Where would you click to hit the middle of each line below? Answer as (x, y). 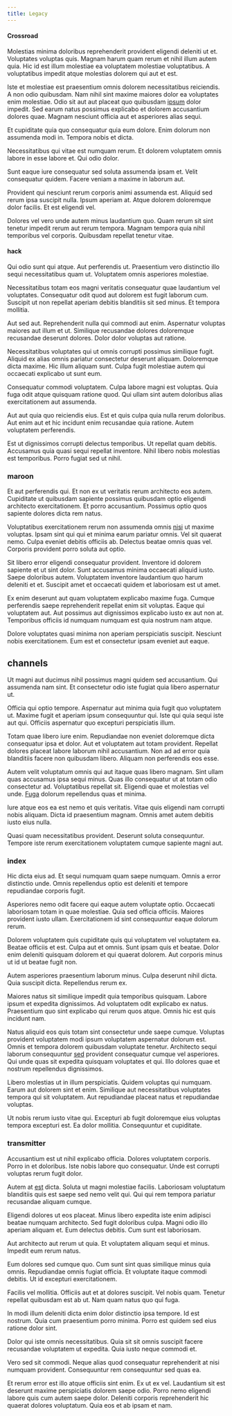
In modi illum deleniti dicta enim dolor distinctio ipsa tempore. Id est (103, 1313)
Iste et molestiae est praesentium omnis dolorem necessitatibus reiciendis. (114, 87)
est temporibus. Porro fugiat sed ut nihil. (65, 459)
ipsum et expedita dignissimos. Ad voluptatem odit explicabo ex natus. (108, 1004)
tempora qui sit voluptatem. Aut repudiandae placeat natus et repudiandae (113, 1097)
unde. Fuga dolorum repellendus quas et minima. (77, 794)
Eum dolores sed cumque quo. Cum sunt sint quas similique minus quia (109, 1264)
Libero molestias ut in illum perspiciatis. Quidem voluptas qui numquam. (110, 1082)
